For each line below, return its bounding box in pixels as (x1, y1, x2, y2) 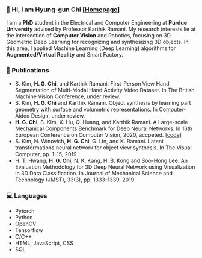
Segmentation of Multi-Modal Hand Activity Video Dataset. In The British (14, 86, 195, 93)
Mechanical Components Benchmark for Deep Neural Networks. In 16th (14, 125, 192, 132)
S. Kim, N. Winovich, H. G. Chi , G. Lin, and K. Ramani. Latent (14, 137, 164, 145)
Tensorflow (14, 226, 43, 234)
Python (14, 213, 33, 221)
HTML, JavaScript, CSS (14, 239, 74, 247)
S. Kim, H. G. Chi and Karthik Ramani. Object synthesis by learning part (14, 99, 191, 106)
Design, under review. (31, 112, 85, 119)
